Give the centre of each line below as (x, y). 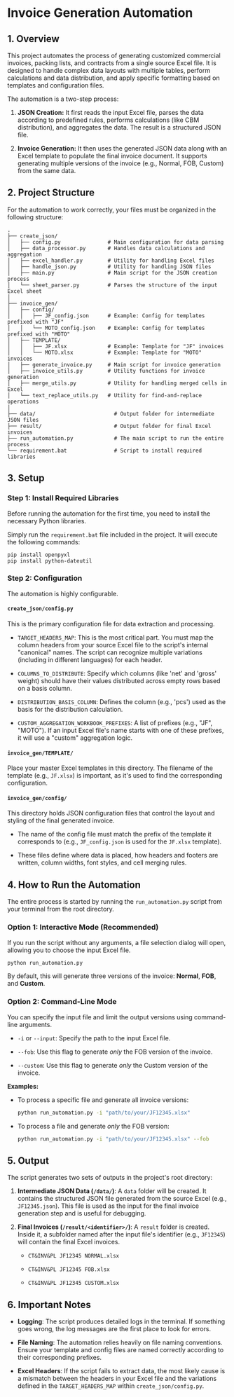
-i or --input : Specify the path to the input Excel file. (94, 1038)
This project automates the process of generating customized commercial (114, 55)
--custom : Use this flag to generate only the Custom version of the (112, 1065)
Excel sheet (25, 291)
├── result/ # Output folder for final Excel (109, 426)
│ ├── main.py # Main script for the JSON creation (112, 273)
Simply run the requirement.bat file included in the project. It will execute (113, 535)
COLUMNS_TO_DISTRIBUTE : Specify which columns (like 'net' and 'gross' (117, 673)
